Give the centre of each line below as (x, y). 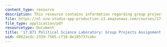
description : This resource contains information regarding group (75, 14)
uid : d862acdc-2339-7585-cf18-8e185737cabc (51, 37)
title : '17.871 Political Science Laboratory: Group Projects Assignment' (84, 32)
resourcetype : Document (30, 28)
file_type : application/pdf (34, 23)
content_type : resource (30, 10)
